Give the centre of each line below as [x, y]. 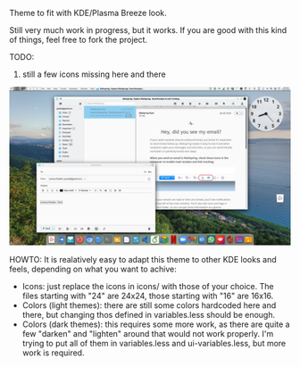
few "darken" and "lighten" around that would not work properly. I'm [148, 333]
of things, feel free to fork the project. [79, 40]
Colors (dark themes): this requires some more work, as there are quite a [156, 324]
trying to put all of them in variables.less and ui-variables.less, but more [154, 343]
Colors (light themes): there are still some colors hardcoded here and [149, 305]
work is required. [53, 353]
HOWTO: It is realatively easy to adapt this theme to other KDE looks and [143, 259]
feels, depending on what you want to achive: [93, 269]
